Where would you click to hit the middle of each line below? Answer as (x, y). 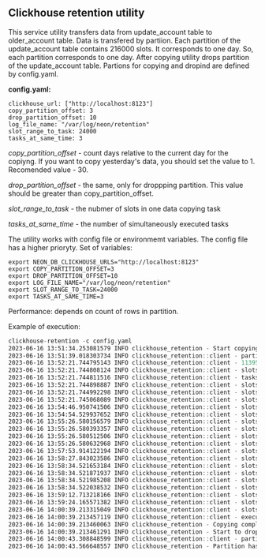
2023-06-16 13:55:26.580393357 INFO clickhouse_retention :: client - (123, 429)
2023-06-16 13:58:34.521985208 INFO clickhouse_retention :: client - (123, 481)
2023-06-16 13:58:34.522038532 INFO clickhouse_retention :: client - (123, 488)
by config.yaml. (34, 73)
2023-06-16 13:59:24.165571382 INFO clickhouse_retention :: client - (123, 503)
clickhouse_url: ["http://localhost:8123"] (81, 103)
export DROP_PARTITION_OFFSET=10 (63, 275)
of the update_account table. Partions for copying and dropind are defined (129, 66)
